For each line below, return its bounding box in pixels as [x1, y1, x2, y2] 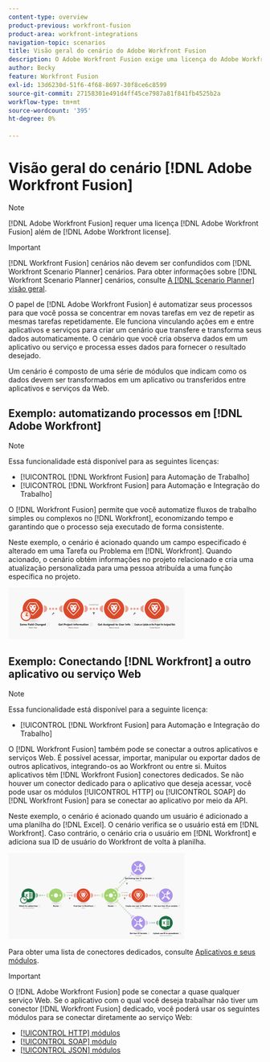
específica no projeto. [8, 572, 81, 581]
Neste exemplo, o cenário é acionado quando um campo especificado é [8, 537, 247, 547]
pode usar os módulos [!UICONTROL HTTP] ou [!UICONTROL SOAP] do [8, 787, 247, 796]
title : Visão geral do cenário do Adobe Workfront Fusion [8, 47, 207, 56]
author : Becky [8, 64, 56, 72]
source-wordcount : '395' [8, 106, 92, 114]
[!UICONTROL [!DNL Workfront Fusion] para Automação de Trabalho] [19, 472, 250, 481]
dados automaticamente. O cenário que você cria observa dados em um [8, 333, 248, 343]
